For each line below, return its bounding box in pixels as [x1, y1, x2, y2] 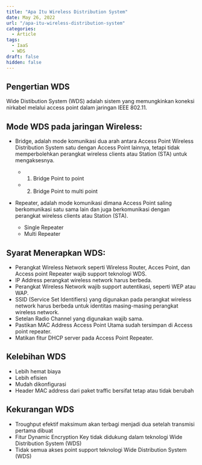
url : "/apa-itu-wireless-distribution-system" [6, 20, 125, 26]
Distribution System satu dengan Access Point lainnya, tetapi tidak [14, 144, 180, 151]
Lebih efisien [14, 374, 48, 381]
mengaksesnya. [14, 157, 55, 164]
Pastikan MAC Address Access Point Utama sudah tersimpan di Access [14, 321, 193, 329]
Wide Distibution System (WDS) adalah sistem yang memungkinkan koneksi [6, 98, 195, 105]
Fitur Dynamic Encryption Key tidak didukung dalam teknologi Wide [14, 433, 183, 440]
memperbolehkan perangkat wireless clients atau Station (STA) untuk [14, 150, 188, 157]
